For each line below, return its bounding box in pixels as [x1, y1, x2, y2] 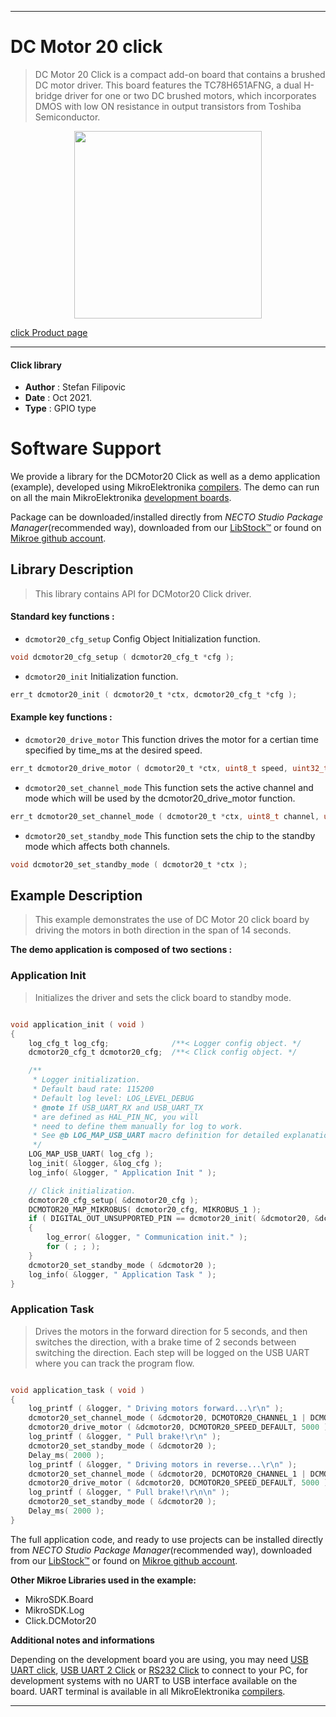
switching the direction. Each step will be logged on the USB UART [34, 1346, 310, 1358]
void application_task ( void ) [10, 1385, 145, 1395]
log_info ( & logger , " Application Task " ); [28, 1269, 217, 1280]
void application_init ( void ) [10, 1019, 145, 1030]
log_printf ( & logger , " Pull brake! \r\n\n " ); [28, 1487, 230, 1498]
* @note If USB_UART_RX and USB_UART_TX [32, 1102, 203, 1113]
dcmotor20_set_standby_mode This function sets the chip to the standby [24, 829, 316, 841]
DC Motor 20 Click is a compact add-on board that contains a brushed [34, 68, 326, 80]
